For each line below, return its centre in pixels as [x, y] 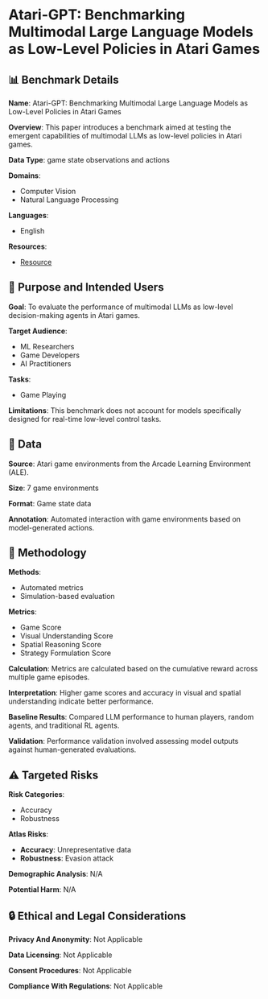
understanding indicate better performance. [81, 701]
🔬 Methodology [47, 553]
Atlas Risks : [29, 834]
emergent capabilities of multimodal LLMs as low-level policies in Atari [125, 136]
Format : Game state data [50, 503]
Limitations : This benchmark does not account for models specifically [125, 410]
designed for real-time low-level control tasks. [85, 419]
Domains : [25, 175]
